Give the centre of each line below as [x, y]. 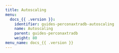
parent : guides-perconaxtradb [46, 33]
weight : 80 [26, 38]
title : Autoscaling [26, 10]
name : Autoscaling [34, 29]
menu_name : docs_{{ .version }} [39, 43]
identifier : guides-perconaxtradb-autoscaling [64, 24]
